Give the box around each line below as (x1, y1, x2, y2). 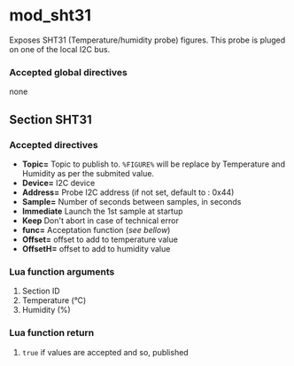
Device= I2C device (21, 177, 96, 188)
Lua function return (9, 327, 95, 339)
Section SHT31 (9, 112, 92, 127)
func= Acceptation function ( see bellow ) (21, 224, 171, 235)
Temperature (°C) (21, 295, 87, 306)
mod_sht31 (9, 5, 91, 26)
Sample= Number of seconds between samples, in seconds (21, 196, 242, 206)
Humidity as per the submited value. (21, 167, 155, 178)
